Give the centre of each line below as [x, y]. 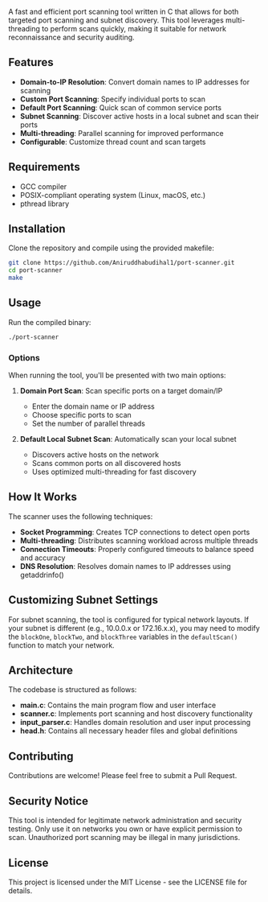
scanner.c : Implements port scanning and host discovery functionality [136, 714]
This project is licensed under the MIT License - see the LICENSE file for [128, 882]
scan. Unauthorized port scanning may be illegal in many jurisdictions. [124, 838]
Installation [37, 229]
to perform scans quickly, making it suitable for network [134, 29]
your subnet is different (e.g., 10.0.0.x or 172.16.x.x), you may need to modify [134, 628]
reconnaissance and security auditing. [71, 37]
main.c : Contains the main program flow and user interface [118, 705]
